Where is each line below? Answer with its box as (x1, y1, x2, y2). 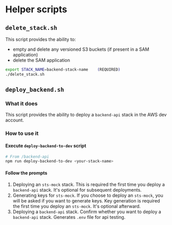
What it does (5, 100, 38, 107)
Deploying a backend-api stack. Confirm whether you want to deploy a (12, 209, 162, 215)
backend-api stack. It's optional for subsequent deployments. (12, 187, 142, 193)
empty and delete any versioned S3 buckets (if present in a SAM (12, 46, 149, 52)
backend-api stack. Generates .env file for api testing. (12, 214, 126, 220)
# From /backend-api (5, 154, 50, 159)
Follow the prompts (5, 170, 48, 176)
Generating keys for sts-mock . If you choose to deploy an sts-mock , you (12, 192, 163, 198)
